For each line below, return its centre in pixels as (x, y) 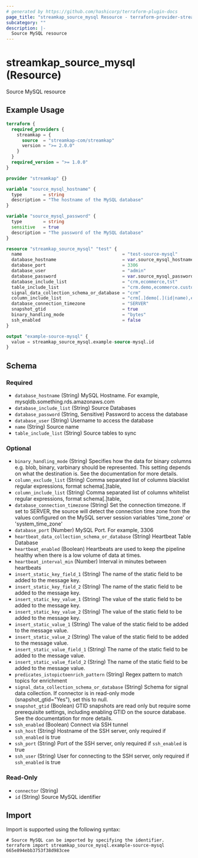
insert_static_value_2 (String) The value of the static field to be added (101, 637)
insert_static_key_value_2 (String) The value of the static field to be (98, 612)
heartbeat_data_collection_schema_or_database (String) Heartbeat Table (103, 536)
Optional (19, 448)
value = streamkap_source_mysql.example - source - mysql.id (83, 342)
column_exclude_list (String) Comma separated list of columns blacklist (102, 480)
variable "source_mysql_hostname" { (51, 189)
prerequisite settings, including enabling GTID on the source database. (100, 712)
